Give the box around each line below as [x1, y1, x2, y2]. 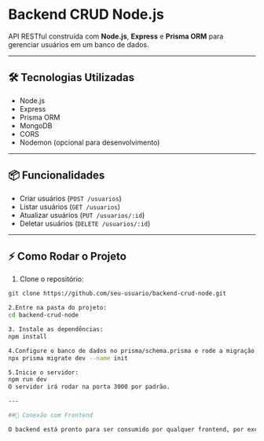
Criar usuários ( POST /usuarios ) [19, 193, 122, 203]
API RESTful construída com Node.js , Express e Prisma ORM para [8, 31, 224, 41]
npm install [8, 333, 47, 340]
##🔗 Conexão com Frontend [8, 411, 93, 419]
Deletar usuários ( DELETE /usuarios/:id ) [19, 219, 151, 228]
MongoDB [19, 120, 53, 130]
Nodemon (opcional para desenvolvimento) [19, 138, 160, 147]
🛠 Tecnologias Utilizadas [8, 71, 135, 84]
